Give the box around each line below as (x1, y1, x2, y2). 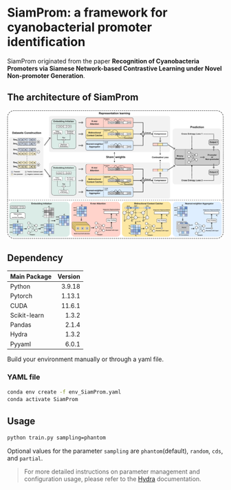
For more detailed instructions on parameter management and (23, 467, 201, 476)
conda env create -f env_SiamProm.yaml (7, 389, 122, 396)
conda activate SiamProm (7, 396, 78, 403)
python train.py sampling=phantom (7, 434, 107, 441)
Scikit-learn (10, 311, 45, 319)
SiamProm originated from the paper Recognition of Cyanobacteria (7, 57, 199, 65)
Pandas (10, 320, 32, 329)
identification (7, 34, 86, 50)
